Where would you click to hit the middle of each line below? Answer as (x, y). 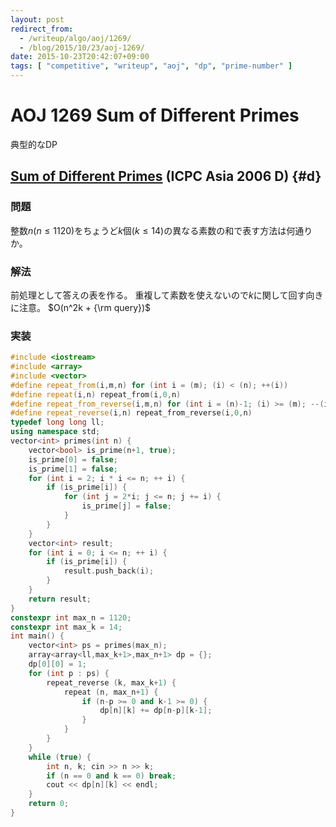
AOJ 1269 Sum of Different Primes (155, 115)
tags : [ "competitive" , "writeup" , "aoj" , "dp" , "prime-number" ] (151, 66)
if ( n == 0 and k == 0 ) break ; (111, 776)
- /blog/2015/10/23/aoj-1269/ (82, 47)
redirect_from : (42, 29)
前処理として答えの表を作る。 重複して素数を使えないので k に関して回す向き (167, 295)
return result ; (60, 599)
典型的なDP (34, 144)
